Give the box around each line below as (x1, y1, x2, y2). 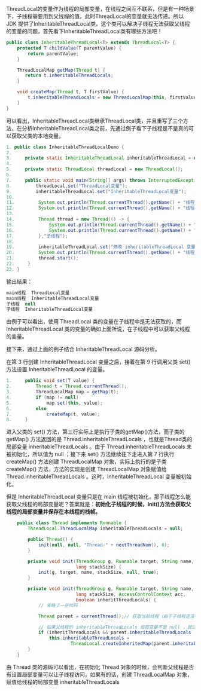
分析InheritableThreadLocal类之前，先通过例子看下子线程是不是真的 (22, 124, 189, 132)
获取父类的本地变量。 (11, 132, 64, 139)
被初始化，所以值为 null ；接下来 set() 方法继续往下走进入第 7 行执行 (6, 451, 175, 458)
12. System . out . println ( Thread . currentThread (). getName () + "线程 (6, 205, 195, 211)
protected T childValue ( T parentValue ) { (17, 45, 121, 51)
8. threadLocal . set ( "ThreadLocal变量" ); (6, 183, 128, 189)
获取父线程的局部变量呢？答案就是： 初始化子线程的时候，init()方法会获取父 (6, 501, 191, 508)
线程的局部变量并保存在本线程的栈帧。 (6, 508, 100, 515)
